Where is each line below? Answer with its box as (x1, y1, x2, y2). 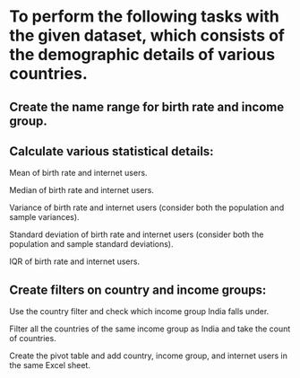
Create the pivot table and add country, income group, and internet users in (9, 350, 288, 361)
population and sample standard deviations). (9, 239, 174, 250)
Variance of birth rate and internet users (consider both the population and (9, 202, 285, 213)
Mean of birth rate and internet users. (9, 168, 148, 179)
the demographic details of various (9, 45, 276, 65)
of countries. (9, 333, 56, 344)
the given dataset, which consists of (9, 25, 285, 46)
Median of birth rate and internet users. (9, 185, 155, 196)
